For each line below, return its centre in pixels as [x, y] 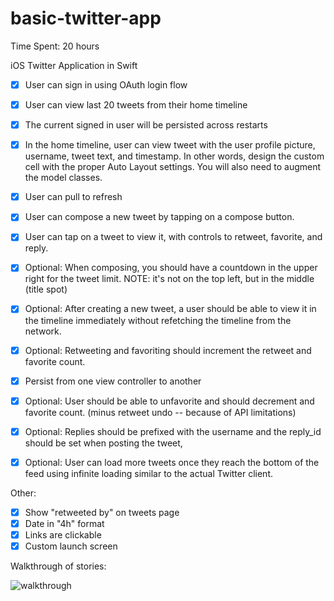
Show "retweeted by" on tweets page [102, 512]
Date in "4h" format [64, 523]
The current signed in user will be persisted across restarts [146, 125]
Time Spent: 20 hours [55, 46]
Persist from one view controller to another [113, 381]
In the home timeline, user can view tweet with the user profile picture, [170, 145]
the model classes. [63, 178]
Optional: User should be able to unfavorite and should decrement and [169, 401]
